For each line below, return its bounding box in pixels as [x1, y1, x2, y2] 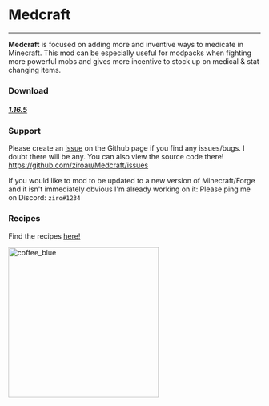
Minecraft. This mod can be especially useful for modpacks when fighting [8, 48, 252, 58]
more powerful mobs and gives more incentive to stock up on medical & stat [8, 56, 260, 66]
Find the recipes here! [8, 231, 81, 241]
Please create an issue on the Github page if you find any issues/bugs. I [8, 143, 246, 153]
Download [8, 85, 50, 96]
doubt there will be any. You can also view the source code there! [8, 152, 224, 162]
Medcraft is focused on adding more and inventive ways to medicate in [8, 39, 244, 49]
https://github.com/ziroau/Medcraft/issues [8, 160, 149, 170]
